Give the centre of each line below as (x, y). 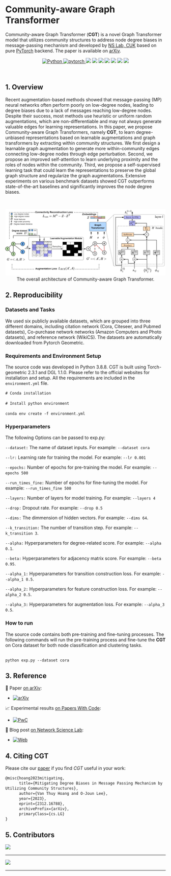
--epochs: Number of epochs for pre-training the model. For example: (78, 467)
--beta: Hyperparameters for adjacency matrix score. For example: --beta (83, 559)
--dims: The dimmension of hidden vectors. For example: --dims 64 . (77, 518)
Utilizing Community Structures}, (42, 789)
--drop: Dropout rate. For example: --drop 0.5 (54, 508)
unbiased (15, 137)
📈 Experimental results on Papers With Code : (53, 708)
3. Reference (26, 676)
